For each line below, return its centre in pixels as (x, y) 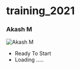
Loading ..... (29, 60)
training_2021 (41, 11)
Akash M (19, 29)
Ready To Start (33, 54)
